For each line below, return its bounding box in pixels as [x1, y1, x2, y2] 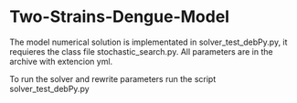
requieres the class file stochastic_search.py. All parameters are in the [9, 46, 273, 57]
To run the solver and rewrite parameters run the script [9, 73, 217, 84]
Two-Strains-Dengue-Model [9, 6, 230, 27]
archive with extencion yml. [9, 56, 113, 67]
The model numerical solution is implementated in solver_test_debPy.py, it [9, 36, 288, 47]
